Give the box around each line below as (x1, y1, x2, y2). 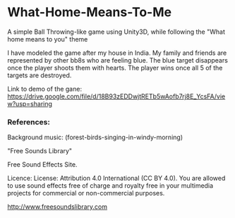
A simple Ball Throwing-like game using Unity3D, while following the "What (7, 27, 226, 36)
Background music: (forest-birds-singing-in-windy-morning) (7, 133, 183, 141)
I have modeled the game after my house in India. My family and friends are (7, 49, 227, 57)
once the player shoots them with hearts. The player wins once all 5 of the (7, 63, 223, 72)
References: (7, 117, 51, 127)
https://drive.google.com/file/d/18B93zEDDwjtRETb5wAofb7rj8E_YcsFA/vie (7, 92, 226, 101)
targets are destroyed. (7, 71, 72, 79)
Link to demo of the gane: (7, 84, 83, 93)
